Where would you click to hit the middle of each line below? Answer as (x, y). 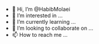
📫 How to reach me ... (40, 35)
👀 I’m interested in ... (37, 15)
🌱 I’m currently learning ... (44, 22)
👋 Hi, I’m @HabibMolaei (41, 9)
